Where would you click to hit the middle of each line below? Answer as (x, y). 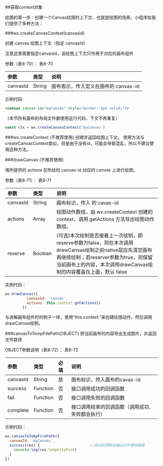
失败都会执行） (88, 414)
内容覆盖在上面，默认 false (97, 272)
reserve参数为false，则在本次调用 (95, 243)
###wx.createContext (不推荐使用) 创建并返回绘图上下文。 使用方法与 (75, 137)
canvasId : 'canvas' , (47, 298)
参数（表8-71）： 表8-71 (28, 180)
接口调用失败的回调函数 (98, 398)
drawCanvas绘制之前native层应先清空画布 (105, 250)
